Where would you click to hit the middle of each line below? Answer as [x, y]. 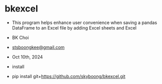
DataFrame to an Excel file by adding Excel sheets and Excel [74, 27]
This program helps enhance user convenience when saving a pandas [85, 22]
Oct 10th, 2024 [27, 57]
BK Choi [20, 37]
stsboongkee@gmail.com [38, 47]
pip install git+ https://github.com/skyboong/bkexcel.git [69, 76]
